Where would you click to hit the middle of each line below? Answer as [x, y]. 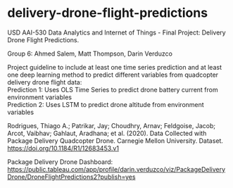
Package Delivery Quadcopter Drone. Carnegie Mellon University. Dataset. [115, 140]
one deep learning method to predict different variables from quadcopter [113, 75]
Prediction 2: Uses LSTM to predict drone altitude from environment [106, 104]
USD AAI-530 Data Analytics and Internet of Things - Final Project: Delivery [117, 32]
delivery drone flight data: [45, 82]
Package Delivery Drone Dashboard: [60, 162]
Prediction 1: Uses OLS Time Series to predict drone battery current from [113, 89]
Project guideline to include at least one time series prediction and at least [114, 67]
